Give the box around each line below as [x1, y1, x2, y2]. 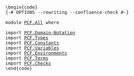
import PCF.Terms [5, 56, 48, 61]
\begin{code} [5, 5, 38, 10]
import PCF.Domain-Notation [5, 30, 75, 35]
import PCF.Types [5, 35, 48, 40]
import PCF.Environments [5, 50, 67, 56]
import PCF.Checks [5, 61, 51, 66]
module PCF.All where [5, 20, 60, 25]
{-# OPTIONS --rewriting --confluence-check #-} [5, 10, 129, 15]
